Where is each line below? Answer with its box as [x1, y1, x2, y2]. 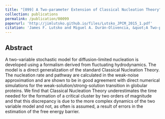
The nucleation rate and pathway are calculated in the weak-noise [5, 72, 139, 78]
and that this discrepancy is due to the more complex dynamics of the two [5, 98, 156, 104]
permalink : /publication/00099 [5, 16, 69, 21]
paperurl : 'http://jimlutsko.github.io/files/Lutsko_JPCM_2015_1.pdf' [5, 21, 153, 26]
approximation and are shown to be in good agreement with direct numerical [5, 77, 160, 83]
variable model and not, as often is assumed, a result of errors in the [5, 103, 143, 109]
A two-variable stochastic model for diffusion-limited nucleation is [5, 56, 139, 62]
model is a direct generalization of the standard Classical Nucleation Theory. [5, 67, 160, 72]
